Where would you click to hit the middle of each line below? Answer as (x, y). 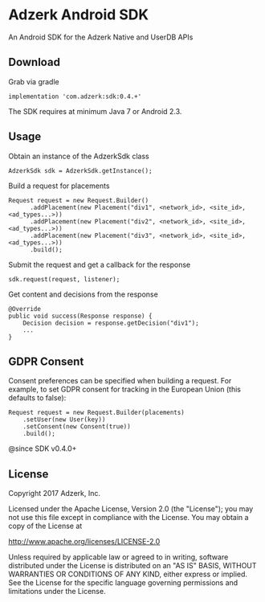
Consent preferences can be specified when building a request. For (120, 381)
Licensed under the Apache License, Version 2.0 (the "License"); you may (131, 509)
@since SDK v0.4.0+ (43, 448)
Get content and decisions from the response (83, 294)
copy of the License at (45, 526)
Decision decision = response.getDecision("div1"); (111, 323)
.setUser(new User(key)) (64, 420)
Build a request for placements (59, 186)
